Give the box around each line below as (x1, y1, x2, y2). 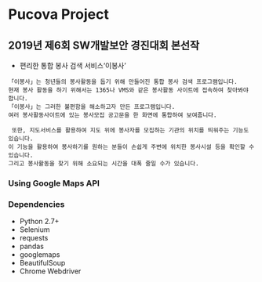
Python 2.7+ (19, 217, 60, 226)
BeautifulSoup (19, 258, 66, 268)
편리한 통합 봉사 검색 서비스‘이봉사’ (19, 61, 127, 70)
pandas (19, 241, 45, 251)
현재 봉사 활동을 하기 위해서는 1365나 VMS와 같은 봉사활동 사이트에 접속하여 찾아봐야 (8, 86, 249, 94)
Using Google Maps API (8, 178, 100, 189)
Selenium (19, 225, 50, 234)
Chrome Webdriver (19, 266, 82, 276)
